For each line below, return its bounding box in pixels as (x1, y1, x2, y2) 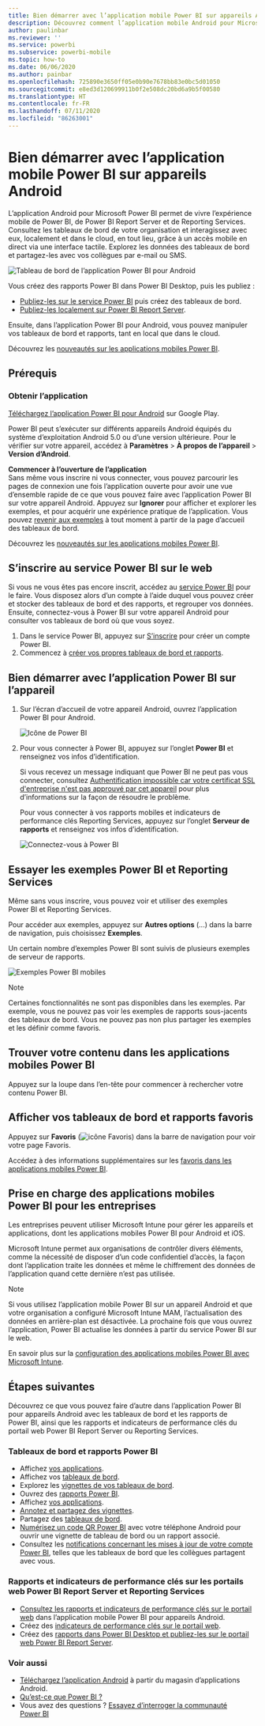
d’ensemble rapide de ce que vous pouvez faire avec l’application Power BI (8, 490, 252, 499)
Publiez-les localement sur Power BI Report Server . (19, 305, 187, 314)
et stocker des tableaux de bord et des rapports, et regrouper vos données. (8, 599, 254, 609)
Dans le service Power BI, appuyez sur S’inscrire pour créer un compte (19, 631, 251, 641)
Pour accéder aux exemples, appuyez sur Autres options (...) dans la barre (8, 919, 252, 929)
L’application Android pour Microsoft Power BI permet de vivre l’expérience (8, 208, 252, 218)
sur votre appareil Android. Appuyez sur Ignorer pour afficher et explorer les (8, 498, 257, 507)
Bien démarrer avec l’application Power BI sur (8, 671, 237, 684)
